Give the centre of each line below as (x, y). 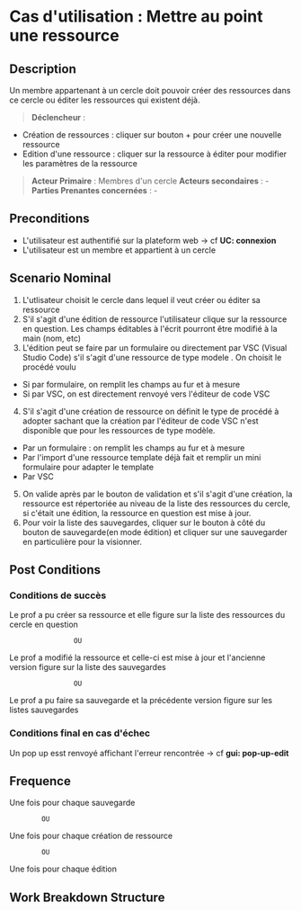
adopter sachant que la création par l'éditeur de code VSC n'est (140, 421)
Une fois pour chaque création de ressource (91, 836)
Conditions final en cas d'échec (80, 733)
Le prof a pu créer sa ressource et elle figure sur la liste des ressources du (147, 615)
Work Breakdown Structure (87, 897)
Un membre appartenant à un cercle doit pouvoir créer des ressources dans (150, 90)
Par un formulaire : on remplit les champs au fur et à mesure (133, 448)
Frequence (40, 781)
